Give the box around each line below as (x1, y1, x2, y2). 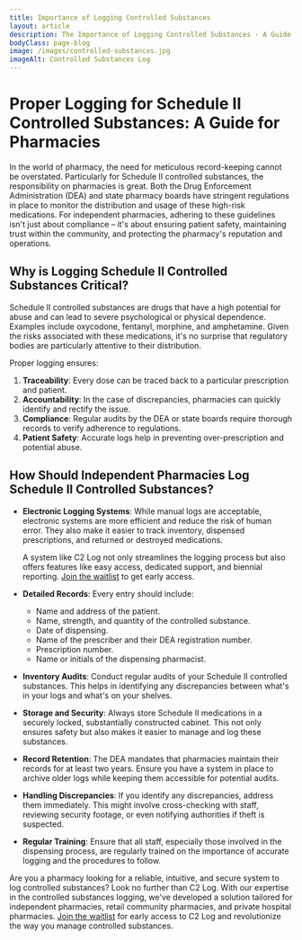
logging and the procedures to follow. (22, 855, 162, 865)
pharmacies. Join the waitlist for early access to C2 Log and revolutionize (9, 910, 281, 921)
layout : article (9, 22, 70, 31)
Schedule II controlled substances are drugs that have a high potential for (9, 302, 281, 313)
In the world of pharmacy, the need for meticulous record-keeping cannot (9, 161, 282, 172)
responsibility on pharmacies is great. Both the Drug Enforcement (9, 181, 252, 191)
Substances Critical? (9, 278, 129, 293)
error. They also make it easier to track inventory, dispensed (22, 525, 245, 536)
